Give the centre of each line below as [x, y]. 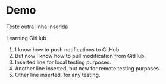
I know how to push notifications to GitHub [67, 49]
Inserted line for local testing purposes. [63, 62]
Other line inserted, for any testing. [57, 75]
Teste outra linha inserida [37, 27]
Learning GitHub [26, 38]
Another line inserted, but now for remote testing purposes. [87, 68]
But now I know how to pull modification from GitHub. [80, 56]
